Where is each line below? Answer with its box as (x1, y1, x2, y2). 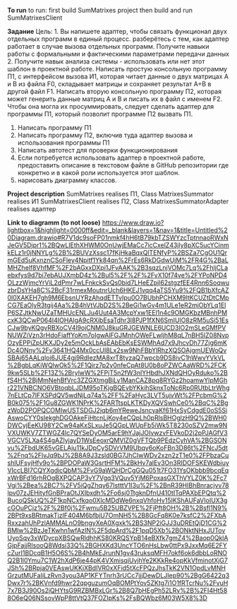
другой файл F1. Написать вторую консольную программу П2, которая (7, 88, 222, 95)
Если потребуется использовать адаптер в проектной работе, (17, 153, 206, 162)
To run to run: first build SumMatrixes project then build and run (7, 6, 193, 14)
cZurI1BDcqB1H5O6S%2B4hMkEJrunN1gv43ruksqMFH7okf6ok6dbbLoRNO (7, 549, 228, 557)
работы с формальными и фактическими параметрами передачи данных (7, 49, 229, 58)
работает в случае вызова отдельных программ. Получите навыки (7, 42, 209, 50)
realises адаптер (7, 205, 56, 213)
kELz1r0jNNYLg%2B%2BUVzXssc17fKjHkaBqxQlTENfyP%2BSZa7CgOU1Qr (7, 249, 228, 256)
